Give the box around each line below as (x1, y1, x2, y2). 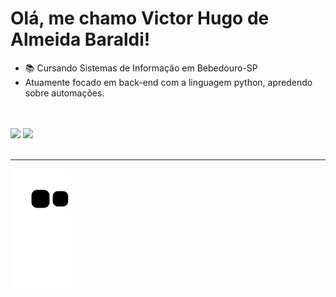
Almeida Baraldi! (10, 28, 151, 51)
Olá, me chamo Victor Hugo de (10, 7, 270, 30)
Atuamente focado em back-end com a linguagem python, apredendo (24, 76, 313, 88)
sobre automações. (24, 87, 105, 99)
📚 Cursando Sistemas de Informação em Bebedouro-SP (24, 62, 258, 74)
